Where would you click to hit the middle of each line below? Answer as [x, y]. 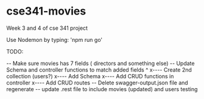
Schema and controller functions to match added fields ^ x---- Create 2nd [99, 70]
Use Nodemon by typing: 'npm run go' [55, 39]
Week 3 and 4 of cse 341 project [47, 28]
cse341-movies [46, 11]
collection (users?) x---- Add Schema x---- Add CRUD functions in [90, 76]
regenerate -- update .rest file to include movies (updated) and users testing [102, 89]
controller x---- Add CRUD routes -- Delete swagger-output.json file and [97, 83]
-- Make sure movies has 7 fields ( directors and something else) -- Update [100, 63]
